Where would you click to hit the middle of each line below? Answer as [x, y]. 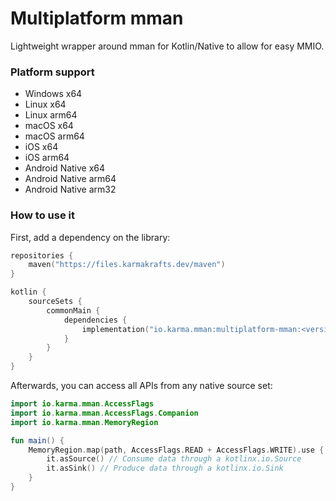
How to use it [42, 215]
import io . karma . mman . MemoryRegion [84, 422]
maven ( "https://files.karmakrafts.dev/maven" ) [127, 265]
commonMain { [73, 310]
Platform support [52, 72]
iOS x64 [41, 147]
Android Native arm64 [70, 179]
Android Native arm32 [70, 189]
